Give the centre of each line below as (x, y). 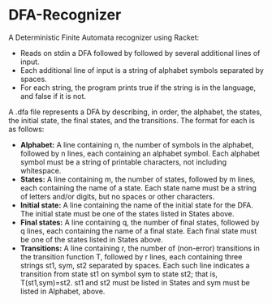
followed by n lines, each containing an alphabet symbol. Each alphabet (140, 153)
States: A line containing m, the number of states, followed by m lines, (138, 179)
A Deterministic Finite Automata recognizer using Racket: (104, 37)
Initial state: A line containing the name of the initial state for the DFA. (136, 205)
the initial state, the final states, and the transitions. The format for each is (132, 120)
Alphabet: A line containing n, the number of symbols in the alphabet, (137, 144)
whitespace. (41, 170)
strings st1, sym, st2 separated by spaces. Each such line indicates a (135, 265)
